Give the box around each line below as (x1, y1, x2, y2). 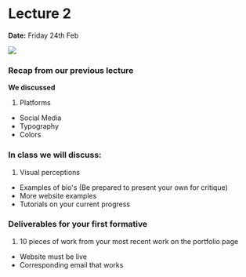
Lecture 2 (8, 5, 72, 23)
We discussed (8, 83, 56, 93)
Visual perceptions (19, 167, 81, 177)
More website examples (19, 191, 97, 200)
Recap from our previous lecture (8, 64, 134, 75)
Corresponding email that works (19, 260, 124, 269)
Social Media (19, 113, 62, 122)
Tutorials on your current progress (19, 199, 131, 209)
